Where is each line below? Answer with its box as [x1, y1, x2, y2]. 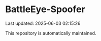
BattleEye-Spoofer [5, 4, 85, 15]
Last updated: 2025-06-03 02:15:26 [5, 20, 81, 26]
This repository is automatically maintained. [5, 30, 96, 36]
